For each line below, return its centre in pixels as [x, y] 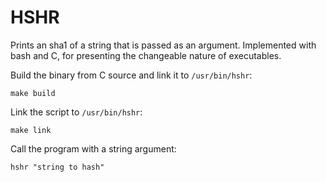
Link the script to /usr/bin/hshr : [76, 112]
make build [33, 93]
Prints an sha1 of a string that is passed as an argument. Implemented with [163, 45]
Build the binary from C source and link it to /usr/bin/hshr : [131, 75]
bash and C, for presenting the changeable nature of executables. [146, 55]
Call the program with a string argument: [93, 148]
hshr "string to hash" [57, 167]
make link [31, 130]
